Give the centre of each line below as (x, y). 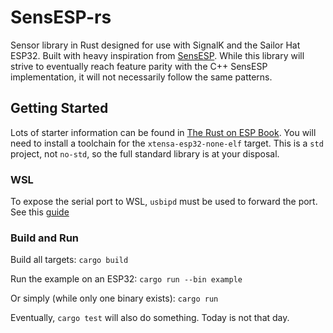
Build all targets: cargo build (69, 260)
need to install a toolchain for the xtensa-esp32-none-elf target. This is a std (167, 143)
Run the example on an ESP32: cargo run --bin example (126, 279)
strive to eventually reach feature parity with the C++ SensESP (139, 66)
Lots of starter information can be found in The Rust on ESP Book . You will (163, 132)
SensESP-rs (61, 17)
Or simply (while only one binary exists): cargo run (114, 298)
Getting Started (59, 108)
